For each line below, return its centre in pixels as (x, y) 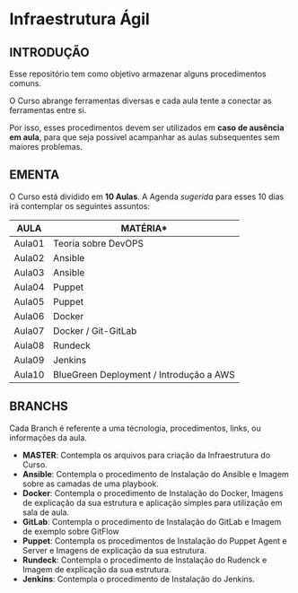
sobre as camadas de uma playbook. (91, 484)
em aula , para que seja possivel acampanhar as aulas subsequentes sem (145, 137)
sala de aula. (46, 512)
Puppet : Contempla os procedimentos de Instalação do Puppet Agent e (154, 541)
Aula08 (29, 345)
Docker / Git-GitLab (95, 330)
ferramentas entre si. (48, 110)
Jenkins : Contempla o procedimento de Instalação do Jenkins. (139, 579)
